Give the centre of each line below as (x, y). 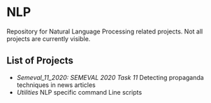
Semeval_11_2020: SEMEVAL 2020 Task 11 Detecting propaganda (110, 77)
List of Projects (40, 61)
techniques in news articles (56, 85)
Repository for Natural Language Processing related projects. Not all (105, 31)
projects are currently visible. (49, 38)
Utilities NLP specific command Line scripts (79, 92)
